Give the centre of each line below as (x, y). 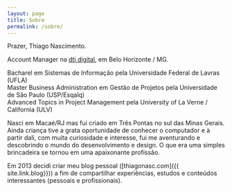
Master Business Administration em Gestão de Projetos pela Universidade (113, 88)
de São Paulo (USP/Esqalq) (46, 95)
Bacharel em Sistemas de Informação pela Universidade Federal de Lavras (114, 73)
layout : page (26, 13)
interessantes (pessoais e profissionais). (65, 181)
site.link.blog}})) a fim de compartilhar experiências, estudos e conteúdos (112, 173)
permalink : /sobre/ (35, 26)
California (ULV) (30, 110)
